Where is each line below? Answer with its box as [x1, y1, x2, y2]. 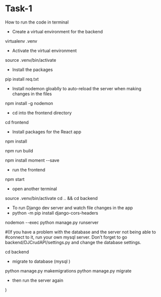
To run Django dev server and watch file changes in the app [12, 204, 133, 211]
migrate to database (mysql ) [12, 258, 70, 264]
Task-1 [5, 3, 33, 14]
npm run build [5, 148, 33, 153]
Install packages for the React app [12, 128, 82, 135]
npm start [5, 176, 25, 182]
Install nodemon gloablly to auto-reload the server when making [12, 85, 142, 91]
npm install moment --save [5, 157, 60, 163]
